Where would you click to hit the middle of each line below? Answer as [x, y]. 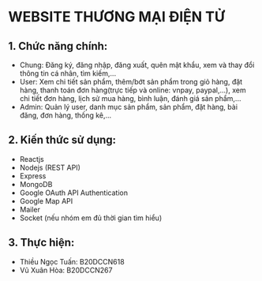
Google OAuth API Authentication [74, 193]
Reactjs [32, 159]
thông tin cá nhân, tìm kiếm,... [68, 73]
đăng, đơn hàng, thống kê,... [65, 115]
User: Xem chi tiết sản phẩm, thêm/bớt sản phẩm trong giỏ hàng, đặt [131, 82]
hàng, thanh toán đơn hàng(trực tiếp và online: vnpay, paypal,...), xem [133, 90]
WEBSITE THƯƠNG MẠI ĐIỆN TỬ [116, 17]
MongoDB [36, 184]
